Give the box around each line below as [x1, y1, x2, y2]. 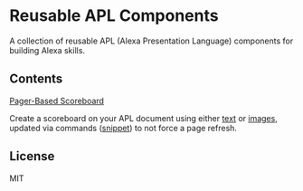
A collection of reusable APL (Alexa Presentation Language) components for [9, 35, 294, 46]
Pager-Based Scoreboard [9, 95, 104, 106]
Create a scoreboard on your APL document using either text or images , [9, 112, 278, 123]
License [9, 148, 55, 164]
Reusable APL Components [9, 5, 219, 26]
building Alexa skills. [9, 44, 86, 55]
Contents [9, 72, 63, 87]
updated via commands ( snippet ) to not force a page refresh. [9, 122, 238, 133]
